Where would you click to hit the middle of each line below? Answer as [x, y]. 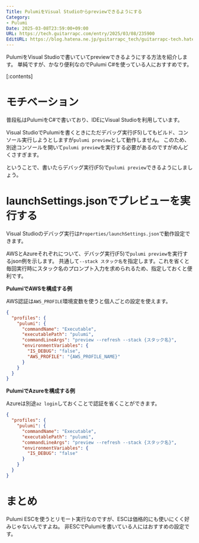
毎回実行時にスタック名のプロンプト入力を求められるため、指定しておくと [97, 268]
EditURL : [17, 39]
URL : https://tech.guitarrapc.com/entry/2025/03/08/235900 [81, 34]
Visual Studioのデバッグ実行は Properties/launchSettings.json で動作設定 [96, 233]
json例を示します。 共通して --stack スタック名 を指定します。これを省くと [100, 261]
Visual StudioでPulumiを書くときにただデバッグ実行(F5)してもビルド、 [92, 132]
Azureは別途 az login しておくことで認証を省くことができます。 [83, 404]
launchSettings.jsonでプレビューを [93, 201]
